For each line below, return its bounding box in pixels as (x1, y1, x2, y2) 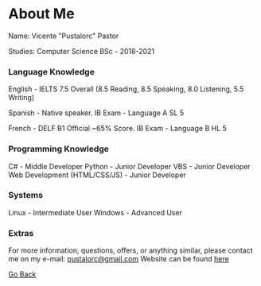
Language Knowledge (8, 66, 95, 77)
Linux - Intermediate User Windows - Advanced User (8, 207, 183, 217)
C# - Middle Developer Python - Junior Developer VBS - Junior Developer (8, 161, 251, 171)
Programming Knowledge (8, 144, 110, 155)
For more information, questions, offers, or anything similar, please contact (8, 245, 253, 255)
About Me (8, 5, 75, 23)
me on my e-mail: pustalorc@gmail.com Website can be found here (8, 254, 229, 264)
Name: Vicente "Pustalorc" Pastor (8, 31, 119, 41)
